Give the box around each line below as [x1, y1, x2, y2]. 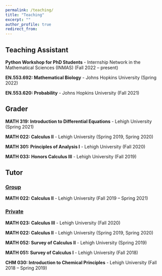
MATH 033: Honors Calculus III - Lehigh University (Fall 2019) [5, 153, 137, 159]
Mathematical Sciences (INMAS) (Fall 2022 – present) [5, 65, 119, 71]
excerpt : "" [5, 17, 31, 22]
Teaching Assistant [5, 46, 68, 54]
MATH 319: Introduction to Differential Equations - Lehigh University [5, 118, 152, 124]
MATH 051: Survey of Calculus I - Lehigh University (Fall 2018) [5, 249, 138, 256]
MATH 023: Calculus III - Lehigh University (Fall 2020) [5, 220, 121, 226]
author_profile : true [5, 22, 52, 27]
